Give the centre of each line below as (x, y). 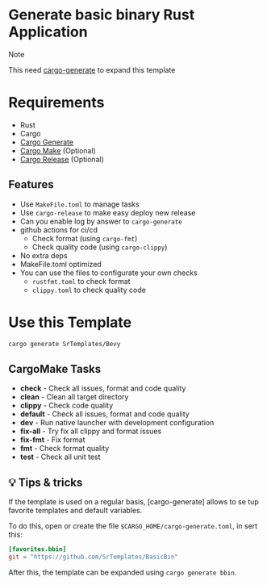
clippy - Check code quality (67, 406)
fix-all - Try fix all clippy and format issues (91, 431)
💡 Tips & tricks (46, 482)
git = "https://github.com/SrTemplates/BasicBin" (94, 557)
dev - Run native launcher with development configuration (117, 423)
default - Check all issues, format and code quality (104, 414)
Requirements (56, 103)
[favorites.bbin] (38, 549)
